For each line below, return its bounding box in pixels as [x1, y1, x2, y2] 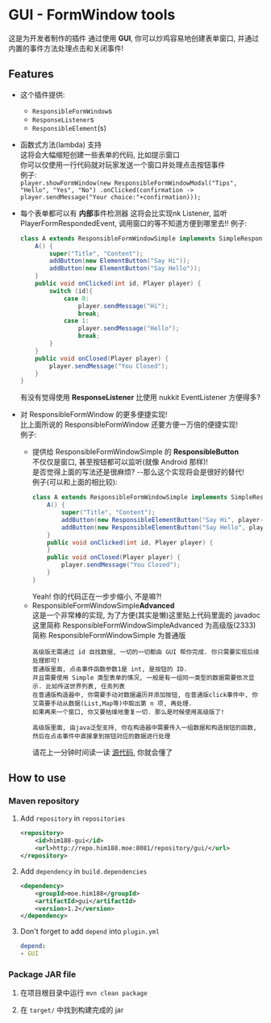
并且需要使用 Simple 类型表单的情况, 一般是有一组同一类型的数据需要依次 [31, 674, 248, 682]
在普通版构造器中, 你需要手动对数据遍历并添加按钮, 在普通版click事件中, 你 [31, 691, 258, 699]
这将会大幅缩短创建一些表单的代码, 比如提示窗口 [19, 149, 180, 159]
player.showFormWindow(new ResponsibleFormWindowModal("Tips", [19, 179, 238, 187]
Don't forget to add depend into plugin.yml [19, 926, 160, 937]
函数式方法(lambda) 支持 [19, 140, 102, 149]
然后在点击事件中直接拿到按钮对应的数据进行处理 [31, 732, 171, 740]
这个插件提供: [19, 90, 65, 99]
